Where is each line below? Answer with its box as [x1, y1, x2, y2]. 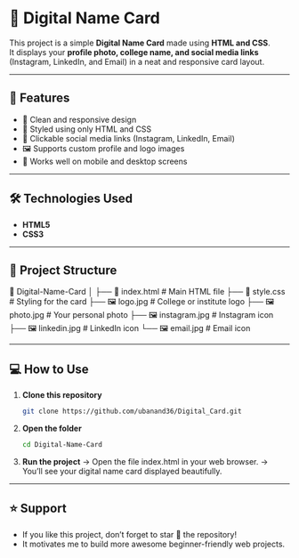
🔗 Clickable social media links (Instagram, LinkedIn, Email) [21, 133, 236, 143]
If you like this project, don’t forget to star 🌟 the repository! [21, 529, 238, 539]
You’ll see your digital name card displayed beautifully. [21, 465, 222, 476]
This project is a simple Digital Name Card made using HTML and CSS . [9, 37, 271, 48]
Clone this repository [21, 390, 102, 400]
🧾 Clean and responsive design [21, 114, 137, 125]
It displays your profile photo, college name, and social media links [9, 46, 259, 57]
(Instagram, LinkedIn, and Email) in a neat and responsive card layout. [9, 56, 265, 67]
